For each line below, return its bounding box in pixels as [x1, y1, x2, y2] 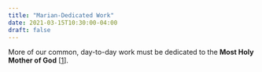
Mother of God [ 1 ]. [8, 56, 69, 65]
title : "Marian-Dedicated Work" [8, 11, 114, 20]
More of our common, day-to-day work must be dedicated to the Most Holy [8, 48, 254, 57]
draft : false [8, 26, 51, 34]
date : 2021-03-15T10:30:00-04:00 [8, 19, 118, 27]
